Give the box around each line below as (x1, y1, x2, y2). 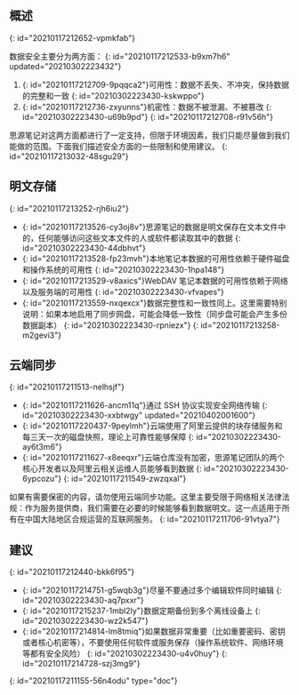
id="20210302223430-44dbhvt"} (21, 243, 147, 253)
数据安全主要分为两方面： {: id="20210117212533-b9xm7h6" (9, 51, 230, 61)
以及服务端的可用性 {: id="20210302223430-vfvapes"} (21, 286, 225, 297)
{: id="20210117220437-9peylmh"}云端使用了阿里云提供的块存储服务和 (21, 420, 283, 431)
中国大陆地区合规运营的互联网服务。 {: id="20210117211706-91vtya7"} (24, 514, 280, 524)
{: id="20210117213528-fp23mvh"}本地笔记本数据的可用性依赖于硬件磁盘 (21, 252, 290, 264)
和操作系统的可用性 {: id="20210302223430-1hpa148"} (21, 264, 225, 275)
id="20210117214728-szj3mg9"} (21, 659, 141, 669)
